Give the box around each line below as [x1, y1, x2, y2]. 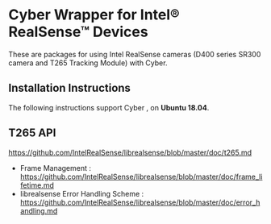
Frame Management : [19, 163, 91, 172]
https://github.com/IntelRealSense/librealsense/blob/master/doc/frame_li [19, 172, 263, 181]
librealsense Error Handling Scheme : [19, 189, 144, 198]
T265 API [8, 127, 56, 140]
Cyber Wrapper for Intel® [8, 6, 180, 24]
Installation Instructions [8, 81, 131, 95]
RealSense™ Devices [8, 23, 148, 41]
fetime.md [19, 180, 54, 190]
